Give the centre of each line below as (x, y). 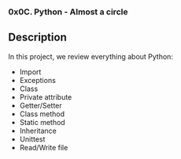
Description (37, 38)
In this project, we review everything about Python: (90, 56)
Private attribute (46, 97)
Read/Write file (44, 147)
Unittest (32, 139)
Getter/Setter (41, 105)
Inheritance (38, 131)
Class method (42, 114)
